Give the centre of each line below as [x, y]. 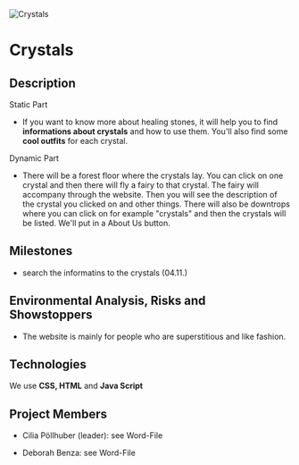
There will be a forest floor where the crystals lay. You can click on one [153, 175]
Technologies [48, 364]
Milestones [41, 251]
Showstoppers [51, 315]
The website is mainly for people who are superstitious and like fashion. [154, 336]
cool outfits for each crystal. [75, 141]
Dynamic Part [34, 158]
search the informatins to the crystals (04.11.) [105, 273]
